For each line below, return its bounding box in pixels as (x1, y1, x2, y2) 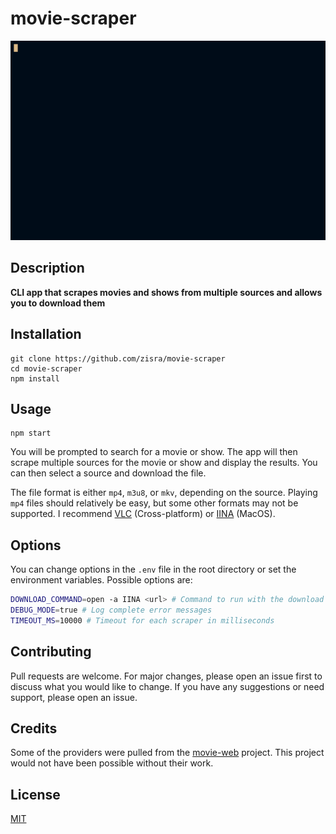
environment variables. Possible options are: (10, 574, 193, 586)
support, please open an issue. (10, 691, 138, 703)
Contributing (10, 643, 92, 661)
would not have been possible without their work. (10, 757, 214, 769)
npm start (10, 428, 52, 439)
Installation (10, 326, 82, 343)
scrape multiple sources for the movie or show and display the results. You (10, 457, 318, 469)
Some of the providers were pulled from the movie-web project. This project (10, 747, 325, 759)
